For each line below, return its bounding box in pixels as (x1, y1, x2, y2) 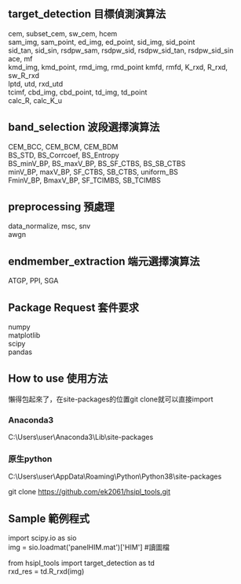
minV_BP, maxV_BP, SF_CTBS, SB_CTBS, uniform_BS (8, 167, 179, 176)
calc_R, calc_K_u (8, 95, 63, 105)
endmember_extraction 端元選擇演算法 (8, 254, 200, 268)
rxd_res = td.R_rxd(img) (8, 567, 85, 576)
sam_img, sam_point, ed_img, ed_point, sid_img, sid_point (8, 37, 195, 46)
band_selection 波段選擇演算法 (8, 120, 160, 134)
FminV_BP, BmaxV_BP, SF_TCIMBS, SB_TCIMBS (8, 176, 161, 185)
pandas (8, 347, 33, 357)
